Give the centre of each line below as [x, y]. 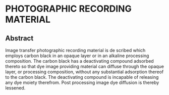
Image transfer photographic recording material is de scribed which [75, 50]
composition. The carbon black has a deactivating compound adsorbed [79, 61]
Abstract [19, 38]
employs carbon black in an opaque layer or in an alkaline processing [77, 56]
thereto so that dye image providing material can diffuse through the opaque [85, 66]
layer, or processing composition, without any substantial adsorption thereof [84, 72]
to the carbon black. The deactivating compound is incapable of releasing [82, 77]
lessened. [15, 88]
